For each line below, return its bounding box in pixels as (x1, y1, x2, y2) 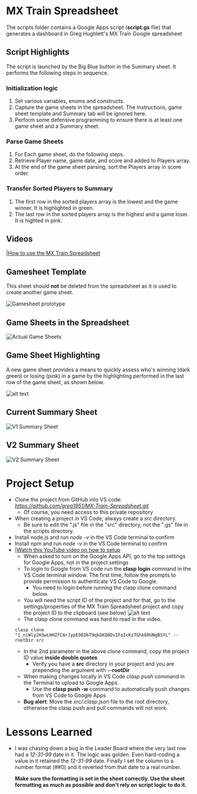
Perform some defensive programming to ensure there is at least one (14, 117, 183, 124)
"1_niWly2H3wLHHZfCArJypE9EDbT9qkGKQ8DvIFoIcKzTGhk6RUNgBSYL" (14, 632, 171, 638)
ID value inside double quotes (23, 654, 98, 661)
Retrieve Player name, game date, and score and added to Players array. (14, 157, 191, 164)
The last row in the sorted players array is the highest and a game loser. (14, 210, 189, 217)
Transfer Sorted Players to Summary (6, 185, 113, 193)
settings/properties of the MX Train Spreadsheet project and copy (23, 603, 184, 610)
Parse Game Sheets (6, 137, 64, 146)
